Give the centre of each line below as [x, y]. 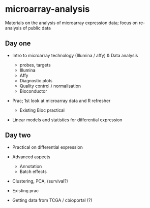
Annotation [31, 166]
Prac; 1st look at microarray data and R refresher [61, 101]
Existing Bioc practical [42, 110]
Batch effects [33, 172]
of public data [37, 28]
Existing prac [26, 190]
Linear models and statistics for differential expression [67, 120]
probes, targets [35, 65]
